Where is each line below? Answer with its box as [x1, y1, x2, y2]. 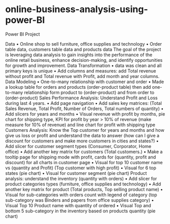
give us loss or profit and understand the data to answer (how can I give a [5, 132, 160, 138]
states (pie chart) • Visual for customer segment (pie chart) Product [5, 170, 147, 176]
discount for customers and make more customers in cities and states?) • [5, 138, 159, 144]
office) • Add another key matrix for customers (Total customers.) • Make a [5, 148, 163, 155]
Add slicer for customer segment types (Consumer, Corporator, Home [5, 143, 152, 149]
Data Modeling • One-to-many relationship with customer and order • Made [5, 79, 164, 85]
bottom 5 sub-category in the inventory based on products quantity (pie [5, 208, 156, 214]
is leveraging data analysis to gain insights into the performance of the [5, 52, 153, 58]
